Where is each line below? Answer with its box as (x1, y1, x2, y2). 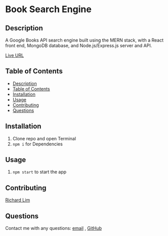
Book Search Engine (5, 4, 92, 15)
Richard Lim (5, 197, 30, 203)
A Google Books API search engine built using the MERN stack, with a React (5, 37, 164, 43)
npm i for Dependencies (12, 141, 63, 147)
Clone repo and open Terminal (12, 135, 76, 141)
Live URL (5, 52, 24, 58)
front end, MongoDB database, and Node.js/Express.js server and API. (5, 43, 152, 49)
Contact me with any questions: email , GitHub (5, 225, 102, 231)
